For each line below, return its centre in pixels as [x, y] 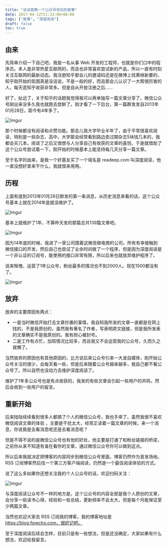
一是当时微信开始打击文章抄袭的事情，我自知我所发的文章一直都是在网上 [86, 322]
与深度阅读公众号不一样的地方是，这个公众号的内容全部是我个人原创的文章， [83, 494]
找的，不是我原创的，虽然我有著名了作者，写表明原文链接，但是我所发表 [86, 328]
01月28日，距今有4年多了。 [33, 110]
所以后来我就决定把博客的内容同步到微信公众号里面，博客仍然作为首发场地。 [83, 457]
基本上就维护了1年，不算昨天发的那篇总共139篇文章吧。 [62, 222]
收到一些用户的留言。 [36, 387]
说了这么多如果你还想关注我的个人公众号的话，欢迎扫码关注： [68, 473]
